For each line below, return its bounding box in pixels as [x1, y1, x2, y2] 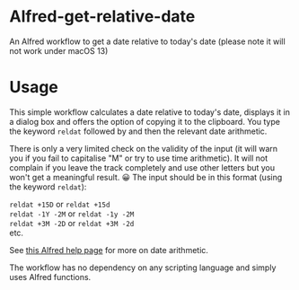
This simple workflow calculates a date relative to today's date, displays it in [9, 106, 290, 118]
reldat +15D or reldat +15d [9, 198, 110, 209]
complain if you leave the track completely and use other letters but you [9, 162, 276, 172]
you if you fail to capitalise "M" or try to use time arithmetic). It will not [9, 153, 268, 163]
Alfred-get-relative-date [9, 6, 196, 27]
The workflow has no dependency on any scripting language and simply [9, 262, 277, 273]
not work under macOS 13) [9, 45, 109, 56]
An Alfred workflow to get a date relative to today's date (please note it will [9, 36, 286, 47]
